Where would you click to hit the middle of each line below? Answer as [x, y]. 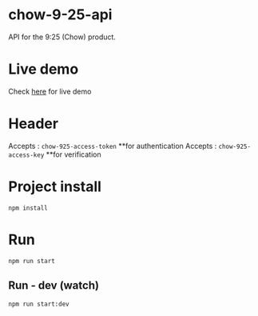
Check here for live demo [50, 91]
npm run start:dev [39, 304]
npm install [28, 208]
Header [33, 124]
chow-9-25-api [60, 15]
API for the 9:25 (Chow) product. [62, 37]
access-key [26, 155]
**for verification [73, 154]
